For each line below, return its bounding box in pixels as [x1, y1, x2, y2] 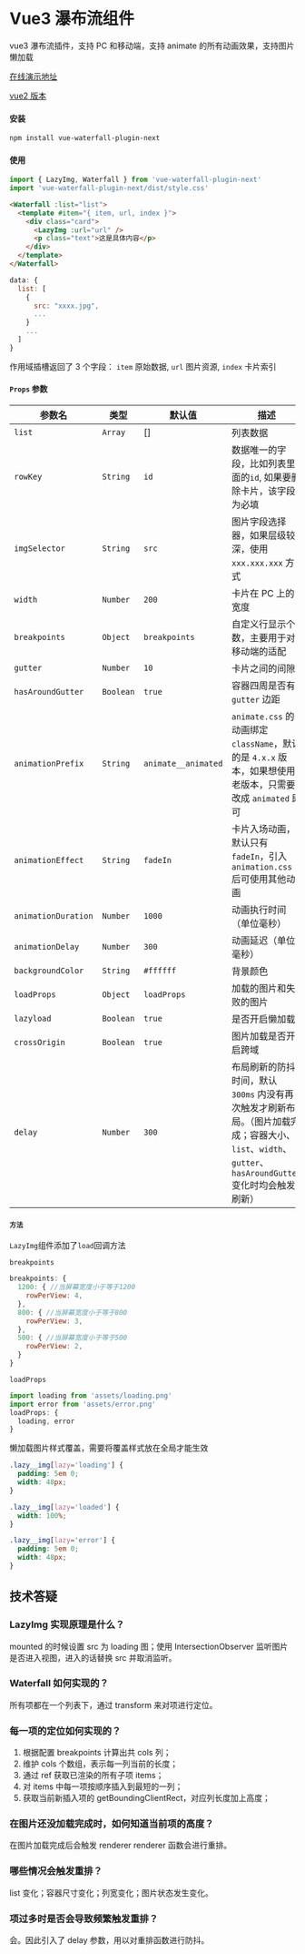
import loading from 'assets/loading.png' [9, 1390, 172, 1400]
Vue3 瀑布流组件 [9, 8, 134, 29]
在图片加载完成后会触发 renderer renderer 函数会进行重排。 [9, 1840, 232, 1851]
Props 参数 [9, 383, 48, 394]
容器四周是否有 [231, 679, 296, 692]
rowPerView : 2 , [25, 1342, 84, 1351]
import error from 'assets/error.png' [9, 1399, 156, 1409]
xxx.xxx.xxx [231, 558, 283, 569]
